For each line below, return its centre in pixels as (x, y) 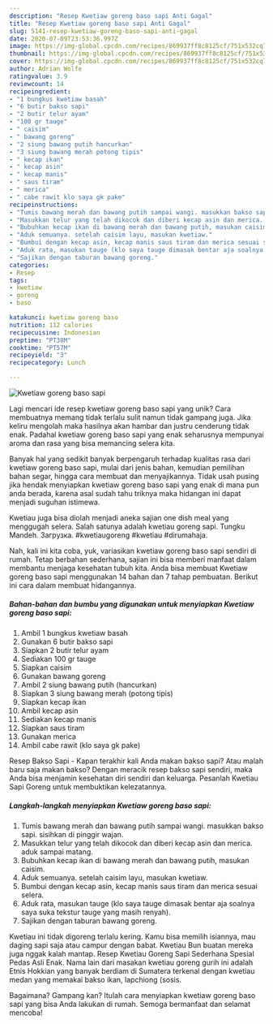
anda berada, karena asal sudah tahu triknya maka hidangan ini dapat (125, 493)
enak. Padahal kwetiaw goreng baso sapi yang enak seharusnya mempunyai (136, 434)
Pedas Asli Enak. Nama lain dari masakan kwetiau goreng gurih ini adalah (131, 962)
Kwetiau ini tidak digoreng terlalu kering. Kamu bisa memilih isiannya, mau (132, 936)
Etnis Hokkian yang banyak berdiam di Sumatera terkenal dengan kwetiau (132, 970)
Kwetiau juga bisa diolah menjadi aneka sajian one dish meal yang (119, 518)
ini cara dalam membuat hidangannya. (73, 585)
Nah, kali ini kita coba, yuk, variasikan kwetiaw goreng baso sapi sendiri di (133, 551)
